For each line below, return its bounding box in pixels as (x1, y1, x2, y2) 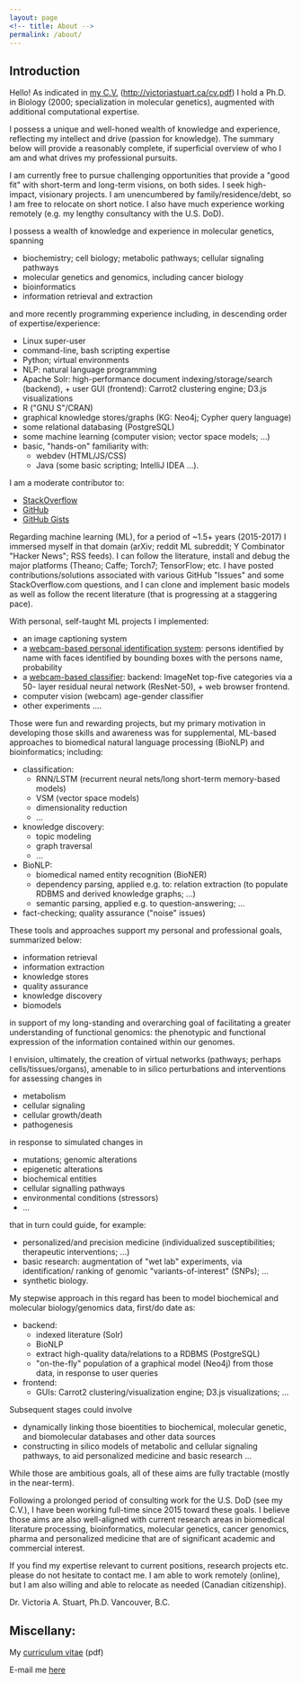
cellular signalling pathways (22, 1183, 126, 1194)
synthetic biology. (22, 1276, 89, 1287)
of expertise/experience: (9, 318, 101, 329)
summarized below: (9, 934, 83, 946)
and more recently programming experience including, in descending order (9, 308, 288, 320)
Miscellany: (9, 1623, 76, 1638)
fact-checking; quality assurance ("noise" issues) (22, 907, 207, 919)
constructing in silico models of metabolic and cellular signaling (22, 1441, 258, 1451)
